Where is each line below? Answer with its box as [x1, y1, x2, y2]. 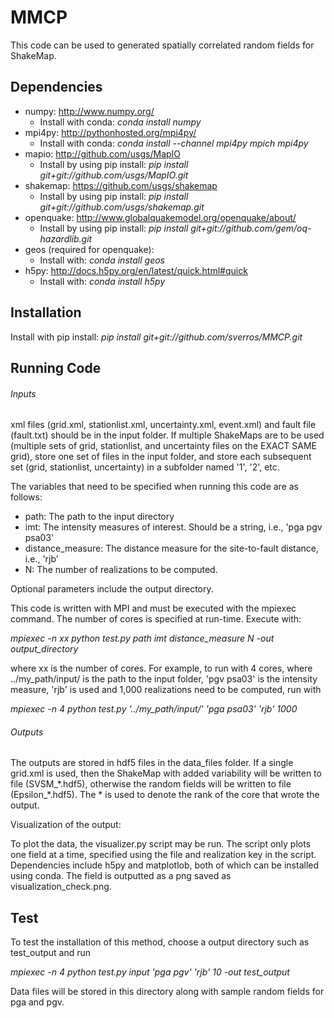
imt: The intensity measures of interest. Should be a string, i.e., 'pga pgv [24, 521, 323, 533]
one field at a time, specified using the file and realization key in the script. [10, 849, 317, 861]
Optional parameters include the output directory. [10, 583, 214, 595]
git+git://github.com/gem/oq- [190, 222, 312, 234]
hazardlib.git [39, 232, 93, 245]
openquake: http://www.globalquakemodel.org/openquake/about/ [24, 211, 297, 223]
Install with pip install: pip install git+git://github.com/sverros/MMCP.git [10, 331, 303, 343]
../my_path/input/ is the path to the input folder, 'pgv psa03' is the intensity [10, 673, 318, 685]
